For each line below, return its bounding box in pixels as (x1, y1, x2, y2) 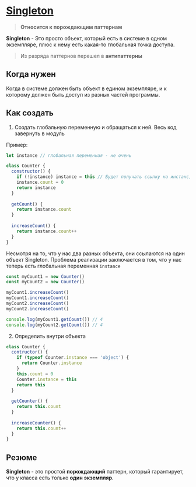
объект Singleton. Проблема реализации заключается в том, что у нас (6, 256, 182, 263)
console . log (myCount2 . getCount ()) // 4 (6, 322, 103, 328)
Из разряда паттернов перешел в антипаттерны (20, 52, 143, 59)
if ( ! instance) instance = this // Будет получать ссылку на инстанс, (16, 174, 192, 180)
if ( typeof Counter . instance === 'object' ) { (16, 355, 129, 361)
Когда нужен (6, 69, 56, 80)
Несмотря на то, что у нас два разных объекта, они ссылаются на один (6, 250, 185, 257)
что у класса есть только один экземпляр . (6, 474, 114, 481)
